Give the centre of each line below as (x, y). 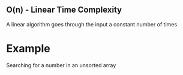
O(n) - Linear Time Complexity (64, 10)
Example (28, 49)
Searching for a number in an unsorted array (61, 65)
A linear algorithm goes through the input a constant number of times (92, 24)
